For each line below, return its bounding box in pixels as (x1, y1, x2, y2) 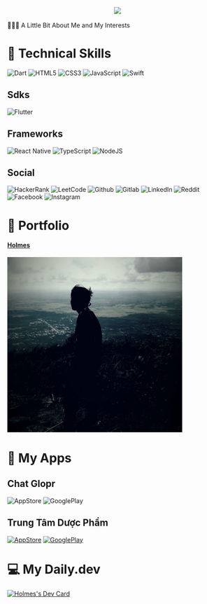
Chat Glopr (7, 478, 56, 490)
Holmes (7, 241, 30, 249)
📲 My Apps (7, 450, 72, 466)
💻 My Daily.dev (7, 561, 101, 577)
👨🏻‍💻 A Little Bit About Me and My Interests (7, 21, 131, 29)
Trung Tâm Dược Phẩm (7, 517, 108, 529)
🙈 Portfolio (7, 217, 70, 233)
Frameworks (7, 128, 64, 140)
